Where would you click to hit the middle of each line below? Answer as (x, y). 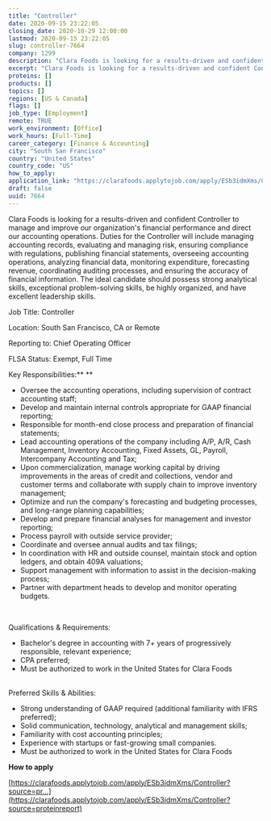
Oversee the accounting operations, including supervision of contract (135, 390)
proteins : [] (30, 76)
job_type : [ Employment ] (48, 114)
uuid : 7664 (27, 196)
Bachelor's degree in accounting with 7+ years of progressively (125, 643)
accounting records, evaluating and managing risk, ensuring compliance (128, 245)
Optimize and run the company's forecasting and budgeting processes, (138, 501)
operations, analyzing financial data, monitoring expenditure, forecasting (129, 262)
